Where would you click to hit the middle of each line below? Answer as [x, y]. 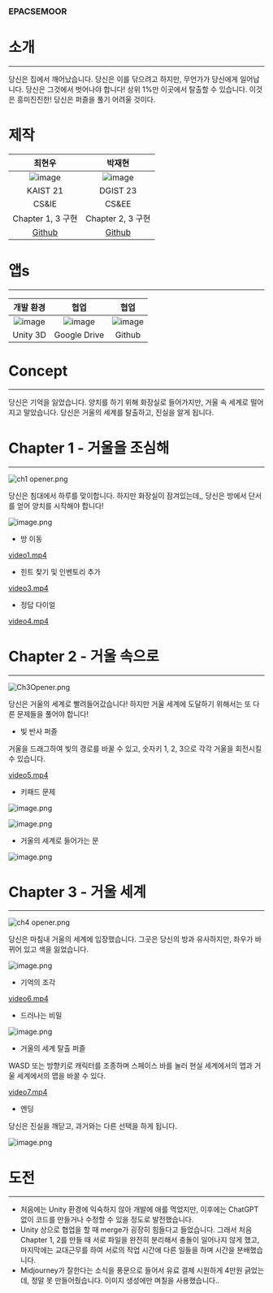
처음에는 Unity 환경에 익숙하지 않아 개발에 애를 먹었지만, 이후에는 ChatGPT [139, 1209]
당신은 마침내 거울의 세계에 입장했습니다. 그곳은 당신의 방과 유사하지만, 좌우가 [131, 939]
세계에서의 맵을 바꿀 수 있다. [61, 1076]
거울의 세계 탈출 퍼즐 [53, 1048]
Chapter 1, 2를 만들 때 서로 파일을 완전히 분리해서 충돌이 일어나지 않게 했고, [140, 1240]
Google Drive [79, 335]
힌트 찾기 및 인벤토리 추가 [61, 571]
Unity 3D [29, 335]
